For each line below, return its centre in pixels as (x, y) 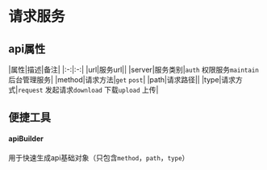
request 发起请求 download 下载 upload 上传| (88, 90)
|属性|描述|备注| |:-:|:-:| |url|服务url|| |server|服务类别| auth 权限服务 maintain (134, 70)
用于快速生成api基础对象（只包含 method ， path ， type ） (99, 157)
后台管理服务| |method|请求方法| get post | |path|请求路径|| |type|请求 (122, 80)
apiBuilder (26, 139)
